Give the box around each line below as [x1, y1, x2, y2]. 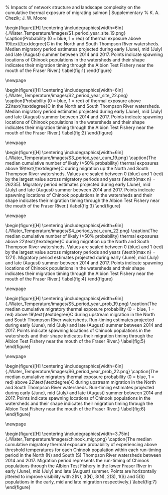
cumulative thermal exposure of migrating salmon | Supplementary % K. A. [5, 10, 159, 16]
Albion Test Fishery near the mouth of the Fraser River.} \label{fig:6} [5, 406, 146, 412]
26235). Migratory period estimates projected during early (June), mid [5, 181, 150, 187]
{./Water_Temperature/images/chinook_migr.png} [5, 436, 107, 442]
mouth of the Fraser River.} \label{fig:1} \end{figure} [5, 67, 112, 74]
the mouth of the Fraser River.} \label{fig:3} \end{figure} [5, 203, 121, 208]
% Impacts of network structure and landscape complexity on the [5, 5, 141, 10]
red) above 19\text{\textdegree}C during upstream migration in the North [5, 312, 155, 317]
